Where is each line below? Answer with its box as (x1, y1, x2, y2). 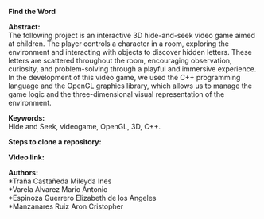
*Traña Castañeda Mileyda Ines (8, 176, 112, 186)
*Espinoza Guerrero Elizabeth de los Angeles (8, 194, 157, 202)
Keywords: (8, 113, 45, 122)
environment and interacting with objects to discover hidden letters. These (8, 48, 252, 56)
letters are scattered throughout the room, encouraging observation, (8, 56, 232, 65)
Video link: (8, 152, 45, 162)
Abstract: (8, 22, 41, 31)
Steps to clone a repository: (8, 137, 102, 146)
